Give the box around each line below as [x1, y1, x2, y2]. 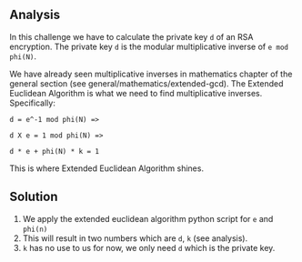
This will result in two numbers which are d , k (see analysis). [22, 232, 248, 244]
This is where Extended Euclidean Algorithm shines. [9, 163, 205, 174]
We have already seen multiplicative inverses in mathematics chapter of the [9, 68, 293, 79]
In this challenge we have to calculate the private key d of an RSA [9, 31, 254, 42]
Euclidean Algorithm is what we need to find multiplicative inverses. [9, 87, 263, 98]
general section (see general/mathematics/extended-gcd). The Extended [9, 77, 284, 89]
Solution [9, 189, 58, 205]
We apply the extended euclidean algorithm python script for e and [22, 213, 274, 224]
